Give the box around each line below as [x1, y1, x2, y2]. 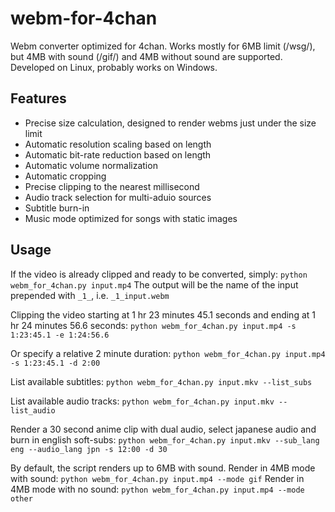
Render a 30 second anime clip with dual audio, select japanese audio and [10, 423, 317, 435]
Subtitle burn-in [24, 202, 90, 214]
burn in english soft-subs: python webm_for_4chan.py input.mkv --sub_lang [10, 433, 320, 446]
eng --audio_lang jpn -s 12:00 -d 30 [10, 444, 168, 454]
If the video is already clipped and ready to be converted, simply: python [10, 268, 308, 280]
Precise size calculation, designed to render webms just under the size [24, 117, 317, 129]
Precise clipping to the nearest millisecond [24, 180, 200, 192]
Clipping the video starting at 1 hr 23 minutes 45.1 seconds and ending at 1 [10, 308, 316, 321]
